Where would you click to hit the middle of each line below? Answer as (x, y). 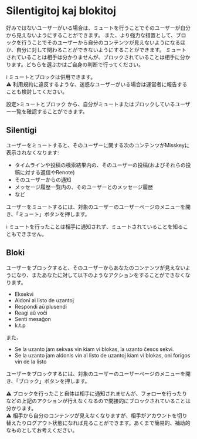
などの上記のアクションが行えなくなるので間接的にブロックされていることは (98, 401)
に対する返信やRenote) (47, 172)
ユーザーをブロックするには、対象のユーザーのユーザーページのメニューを (96, 373)
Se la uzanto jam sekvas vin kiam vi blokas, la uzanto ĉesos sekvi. (94, 349)
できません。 (32, 234)
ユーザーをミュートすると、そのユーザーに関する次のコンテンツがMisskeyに (98, 145)
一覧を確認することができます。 (49, 111)
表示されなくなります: (33, 152)
